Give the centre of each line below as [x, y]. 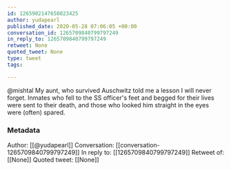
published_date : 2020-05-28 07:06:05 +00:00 [72, 26]
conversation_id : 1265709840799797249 [63, 33]
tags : [15, 65]
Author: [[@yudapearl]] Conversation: [61, 145]
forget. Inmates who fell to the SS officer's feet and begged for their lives [111, 98]
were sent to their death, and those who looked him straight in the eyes [108, 105]
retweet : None [28, 45]
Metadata [23, 130]
